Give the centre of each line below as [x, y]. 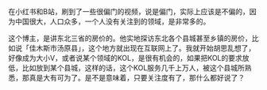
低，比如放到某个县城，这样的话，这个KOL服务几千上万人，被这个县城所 [126, 68]
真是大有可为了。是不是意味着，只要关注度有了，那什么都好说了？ [137, 78]
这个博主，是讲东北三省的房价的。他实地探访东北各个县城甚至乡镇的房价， [130, 38]
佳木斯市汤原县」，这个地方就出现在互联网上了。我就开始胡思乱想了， [142, 48]
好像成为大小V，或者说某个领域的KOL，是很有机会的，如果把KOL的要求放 [129, 58]
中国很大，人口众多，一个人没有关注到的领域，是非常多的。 [112, 21]
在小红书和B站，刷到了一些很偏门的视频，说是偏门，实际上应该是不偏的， [129, 11]
